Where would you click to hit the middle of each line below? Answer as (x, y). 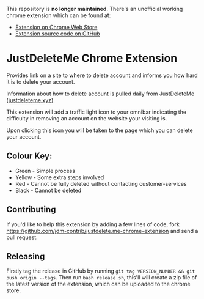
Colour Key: (29, 156)
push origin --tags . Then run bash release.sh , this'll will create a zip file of (102, 278)
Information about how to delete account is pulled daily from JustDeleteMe (100, 94)
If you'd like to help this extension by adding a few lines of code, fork (93, 224)
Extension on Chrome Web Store (56, 27)
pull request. (22, 237)
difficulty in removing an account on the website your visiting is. (87, 118)
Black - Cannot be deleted (48, 190)
